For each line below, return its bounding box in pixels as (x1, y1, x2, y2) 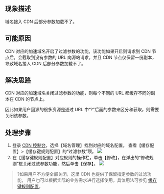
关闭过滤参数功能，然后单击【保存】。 (23, 161, 98, 167)
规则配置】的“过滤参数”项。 (41, 148, 96, 154)
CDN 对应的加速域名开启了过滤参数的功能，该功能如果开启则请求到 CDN (5, 48, 151, 54)
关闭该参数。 (5, 113, 31, 119)
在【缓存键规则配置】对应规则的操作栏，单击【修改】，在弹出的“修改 (12, 155, 149, 161)
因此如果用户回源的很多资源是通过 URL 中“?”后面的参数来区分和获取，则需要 (5, 107, 159, 113)
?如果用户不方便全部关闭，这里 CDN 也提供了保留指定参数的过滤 (17, 171, 147, 177)
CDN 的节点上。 (14, 96, 47, 102)
